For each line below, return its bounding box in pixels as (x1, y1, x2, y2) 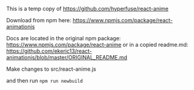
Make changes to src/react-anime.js (6, 65, 97, 73)
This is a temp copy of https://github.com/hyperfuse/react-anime (6, 5, 169, 12)
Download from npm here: (6, 17, 71, 23)
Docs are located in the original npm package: (6, 35, 121, 41)
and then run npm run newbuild (6, 77, 83, 84)
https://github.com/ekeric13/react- (6, 47, 92, 55)
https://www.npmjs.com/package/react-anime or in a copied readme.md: (6, 41, 189, 48)
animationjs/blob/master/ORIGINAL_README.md (6, 54, 128, 61)
